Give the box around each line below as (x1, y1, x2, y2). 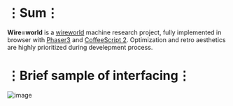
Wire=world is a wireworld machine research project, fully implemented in (7, 28, 222, 37)
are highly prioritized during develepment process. (7, 43, 153, 51)
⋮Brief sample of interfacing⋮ (7, 68, 191, 84)
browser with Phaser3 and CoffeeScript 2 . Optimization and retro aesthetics (7, 35, 226, 44)
